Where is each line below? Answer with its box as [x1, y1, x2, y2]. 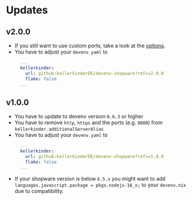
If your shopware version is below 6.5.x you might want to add [14, 175, 166, 182]
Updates [6, 3, 48, 17]
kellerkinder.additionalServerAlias [14, 127, 104, 132]
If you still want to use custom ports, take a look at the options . [14, 42, 166, 49]
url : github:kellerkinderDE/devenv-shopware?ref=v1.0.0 [25, 153, 164, 159]
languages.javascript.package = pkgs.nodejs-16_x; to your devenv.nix [14, 181, 187, 188]
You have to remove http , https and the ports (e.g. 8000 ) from [14, 119, 163, 126]
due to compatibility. [14, 187, 64, 194]
